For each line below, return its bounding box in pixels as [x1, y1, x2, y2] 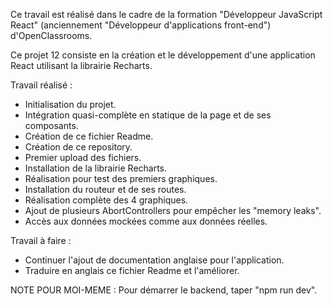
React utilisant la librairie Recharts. [10, 60, 153, 71]
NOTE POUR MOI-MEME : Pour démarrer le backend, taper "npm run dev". [10, 284, 318, 296]
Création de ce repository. [24, 141, 133, 153]
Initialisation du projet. [24, 99, 117, 110]
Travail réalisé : [10, 79, 73, 91]
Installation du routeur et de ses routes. [24, 184, 187, 195]
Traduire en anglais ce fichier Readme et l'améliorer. [24, 265, 240, 276]
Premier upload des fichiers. [24, 152, 142, 163]
